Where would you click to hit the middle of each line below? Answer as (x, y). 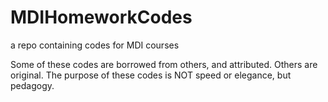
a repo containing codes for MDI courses (95, 45)
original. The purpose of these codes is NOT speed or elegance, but (151, 75)
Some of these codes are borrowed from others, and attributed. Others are (164, 64)
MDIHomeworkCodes (101, 17)
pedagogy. (32, 85)
